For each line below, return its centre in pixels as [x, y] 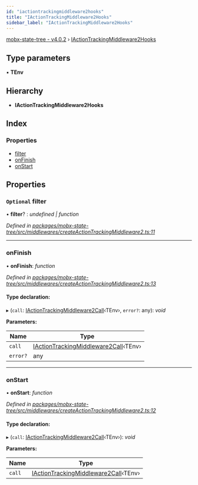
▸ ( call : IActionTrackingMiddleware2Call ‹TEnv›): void [71, 437]
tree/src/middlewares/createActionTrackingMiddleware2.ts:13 [81, 283]
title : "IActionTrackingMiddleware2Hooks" [59, 17]
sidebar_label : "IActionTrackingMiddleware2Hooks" [70, 22]
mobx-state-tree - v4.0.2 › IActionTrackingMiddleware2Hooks [81, 40]
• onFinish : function [31, 266]
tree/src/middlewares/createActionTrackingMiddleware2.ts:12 [81, 410]
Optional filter [26, 201]
